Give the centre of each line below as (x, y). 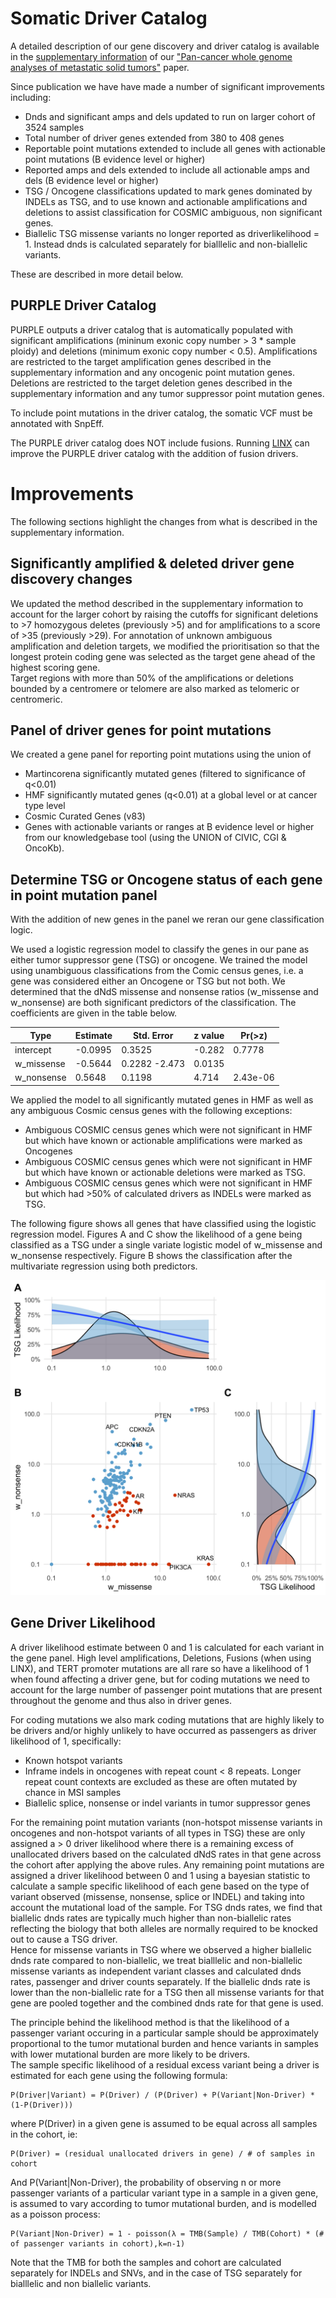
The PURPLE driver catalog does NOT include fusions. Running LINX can (160, 443)
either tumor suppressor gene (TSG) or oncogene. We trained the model (159, 960)
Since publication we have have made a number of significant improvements (168, 86)
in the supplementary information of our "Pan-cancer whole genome (151, 56)
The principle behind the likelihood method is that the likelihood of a (150, 2022)
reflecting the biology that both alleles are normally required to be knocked (164, 1928)
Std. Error (153, 1035)
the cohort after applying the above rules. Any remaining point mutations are (167, 1864)
